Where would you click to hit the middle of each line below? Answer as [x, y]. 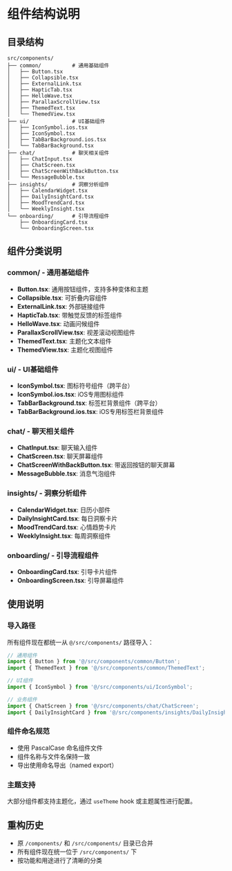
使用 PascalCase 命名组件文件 [60, 748]
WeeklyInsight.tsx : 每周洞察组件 [64, 536]
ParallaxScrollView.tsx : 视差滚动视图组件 [76, 332]
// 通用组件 [22, 655]
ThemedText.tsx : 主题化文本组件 [64, 341]
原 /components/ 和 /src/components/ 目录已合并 [85, 843]
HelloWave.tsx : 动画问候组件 [58, 323]
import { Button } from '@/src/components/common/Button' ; [94, 662]
